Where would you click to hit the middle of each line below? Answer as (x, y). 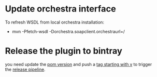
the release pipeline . (25, 69)
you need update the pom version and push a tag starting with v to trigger (78, 64)
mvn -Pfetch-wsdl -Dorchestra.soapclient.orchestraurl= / (68, 31)
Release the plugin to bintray (64, 51)
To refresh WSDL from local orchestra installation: (55, 22)
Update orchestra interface (61, 9)
